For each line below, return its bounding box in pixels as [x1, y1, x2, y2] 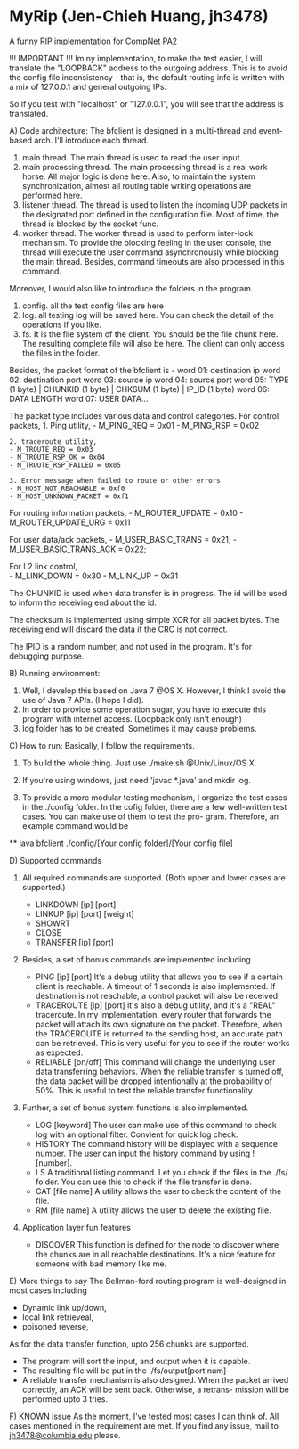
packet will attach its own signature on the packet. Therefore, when [35, 1019, 283, 1029]
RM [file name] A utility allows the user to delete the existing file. [35, 1205, 271, 1216]
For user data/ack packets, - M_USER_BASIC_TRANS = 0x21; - [9, 534, 238, 544]
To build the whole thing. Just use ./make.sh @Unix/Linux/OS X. [21, 757, 257, 768]
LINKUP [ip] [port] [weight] [35, 908, 135, 919]
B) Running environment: [9, 667, 101, 678]
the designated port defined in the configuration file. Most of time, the [21, 209, 279, 219]
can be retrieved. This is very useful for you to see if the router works [35, 1037, 290, 1048]
